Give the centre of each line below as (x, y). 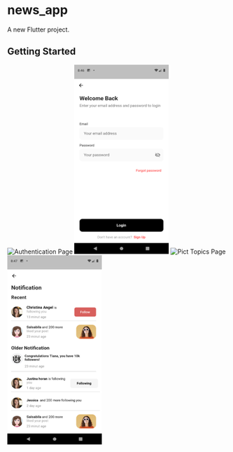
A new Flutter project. (38, 29)
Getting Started (42, 52)
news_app (38, 10)
